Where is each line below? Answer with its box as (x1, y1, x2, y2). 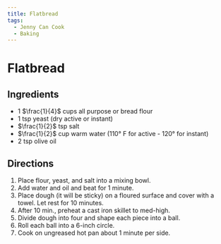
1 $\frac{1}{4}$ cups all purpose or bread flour (17, 107, 153, 116)
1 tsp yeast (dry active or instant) (17, 114, 113, 123)
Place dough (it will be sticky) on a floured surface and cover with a (17, 191, 215, 200)
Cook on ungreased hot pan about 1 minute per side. (17, 228, 171, 237)
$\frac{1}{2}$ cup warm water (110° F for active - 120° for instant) (17, 130, 209, 138)
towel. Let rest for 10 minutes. (17, 199, 104, 207)
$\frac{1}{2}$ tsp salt (17, 122, 80, 130)
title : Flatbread (7, 10, 59, 18)
